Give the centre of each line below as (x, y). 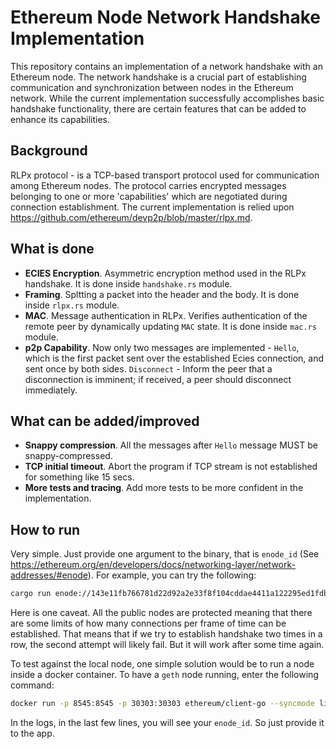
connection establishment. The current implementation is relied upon (152, 207)
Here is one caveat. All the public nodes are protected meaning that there (161, 613)
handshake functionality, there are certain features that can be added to (158, 108)
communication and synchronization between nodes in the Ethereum (152, 87)
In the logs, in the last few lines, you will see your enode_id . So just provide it (167, 722)
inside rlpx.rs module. (72, 305)
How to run (45, 529)
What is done (52, 249)
